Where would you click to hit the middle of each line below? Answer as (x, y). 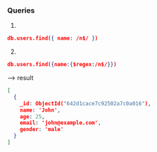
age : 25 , (32, 116)
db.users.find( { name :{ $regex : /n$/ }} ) (62, 65)
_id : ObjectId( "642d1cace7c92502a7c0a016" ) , (85, 103)
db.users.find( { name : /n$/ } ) (53, 38)
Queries (21, 10)
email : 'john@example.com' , (60, 123)
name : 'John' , (40, 110)
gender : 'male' (42, 130)
